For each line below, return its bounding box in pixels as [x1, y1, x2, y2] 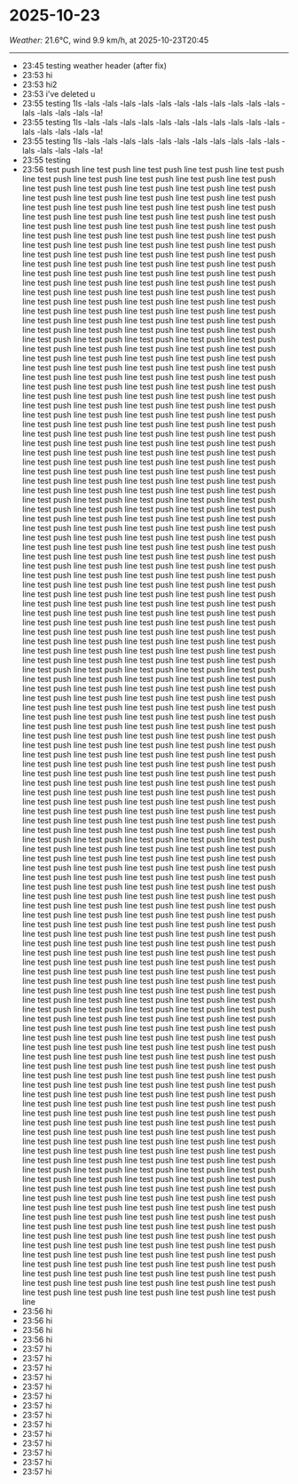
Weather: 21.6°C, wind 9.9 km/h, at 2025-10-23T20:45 [9, 35, 209, 45]
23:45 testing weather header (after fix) [21, 60, 167, 71]
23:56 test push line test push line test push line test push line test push [21, 163, 285, 174]
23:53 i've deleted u [21, 88, 96, 99]
